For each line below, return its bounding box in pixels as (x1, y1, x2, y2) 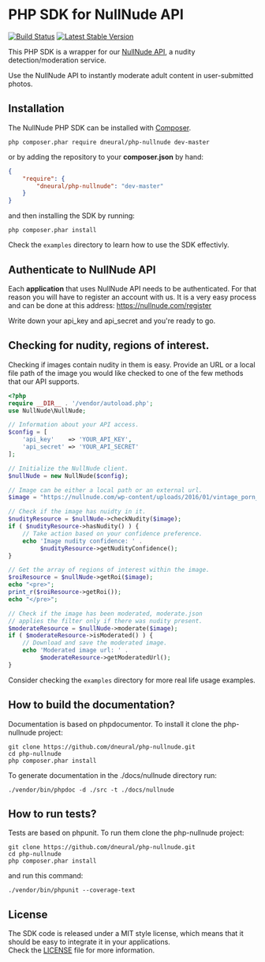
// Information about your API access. (8, 421, 140, 429)
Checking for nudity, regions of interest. (8, 339, 210, 352)
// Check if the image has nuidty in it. (8, 508, 147, 516)
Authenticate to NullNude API (8, 263, 156, 276)
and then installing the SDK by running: (8, 211, 136, 220)
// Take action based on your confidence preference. (22, 529, 203, 538)
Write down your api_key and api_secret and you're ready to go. (8, 316, 216, 325)
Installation (8, 102, 65, 115)
